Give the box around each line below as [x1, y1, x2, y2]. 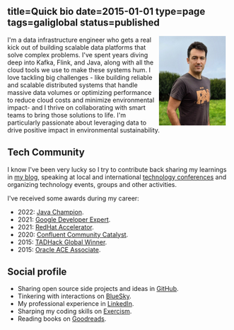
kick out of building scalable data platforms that [7, 42, 146, 52]
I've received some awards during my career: [7, 194, 139, 203]
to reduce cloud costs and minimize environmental [7, 96, 155, 104]
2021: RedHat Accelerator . [17, 222, 94, 231]
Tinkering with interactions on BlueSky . [17, 292, 132, 300]
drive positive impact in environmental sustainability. [7, 125, 160, 134]
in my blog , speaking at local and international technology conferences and [7, 173, 227, 181]
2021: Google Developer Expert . [17, 215, 111, 224]
